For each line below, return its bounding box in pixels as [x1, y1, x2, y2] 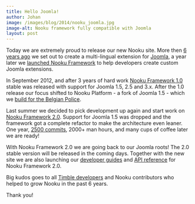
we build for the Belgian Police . [6, 96, 81, 103]
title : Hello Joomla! [6, 8, 60, 15]
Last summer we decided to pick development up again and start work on [6, 107, 185, 114]
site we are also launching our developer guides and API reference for [6, 156, 176, 163]
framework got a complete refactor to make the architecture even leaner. [6, 120, 183, 127]
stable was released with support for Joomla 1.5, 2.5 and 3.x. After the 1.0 [6, 83, 184, 90]
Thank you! [6, 192, 34, 199]
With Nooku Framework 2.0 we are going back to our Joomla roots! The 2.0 [6, 144, 190, 151]
